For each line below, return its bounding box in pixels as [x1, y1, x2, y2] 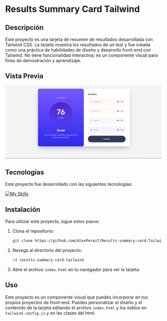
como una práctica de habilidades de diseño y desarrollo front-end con [5, 47, 151, 53]
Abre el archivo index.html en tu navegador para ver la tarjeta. [12, 266, 141, 272]
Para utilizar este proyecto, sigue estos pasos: [5, 219, 100, 225]
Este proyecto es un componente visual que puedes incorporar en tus [5, 294, 148, 300]
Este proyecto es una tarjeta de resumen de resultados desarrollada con [5, 36, 153, 42]
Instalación [5, 205, 41, 214]
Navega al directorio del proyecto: [12, 247, 82, 253]
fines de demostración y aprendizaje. [5, 58, 82, 63]
